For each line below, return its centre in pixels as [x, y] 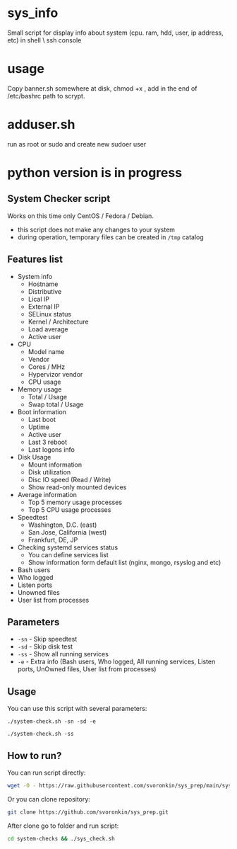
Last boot [42, 419]
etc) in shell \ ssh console [44, 40]
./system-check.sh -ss [41, 734]
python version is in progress [95, 173]
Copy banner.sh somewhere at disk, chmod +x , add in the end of [102, 88]
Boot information [42, 411]
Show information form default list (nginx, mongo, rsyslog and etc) [124, 562]
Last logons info [51, 449]
